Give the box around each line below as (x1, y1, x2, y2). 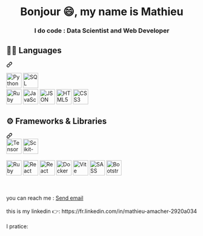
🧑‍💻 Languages (6, 45, 62, 56)
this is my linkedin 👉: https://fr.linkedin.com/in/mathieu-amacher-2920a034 (6, 208, 198, 215)
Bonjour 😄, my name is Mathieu (20, 5, 184, 19)
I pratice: (6, 223, 28, 230)
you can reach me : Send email (6, 194, 84, 202)
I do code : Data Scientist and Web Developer (34, 27, 170, 35)
